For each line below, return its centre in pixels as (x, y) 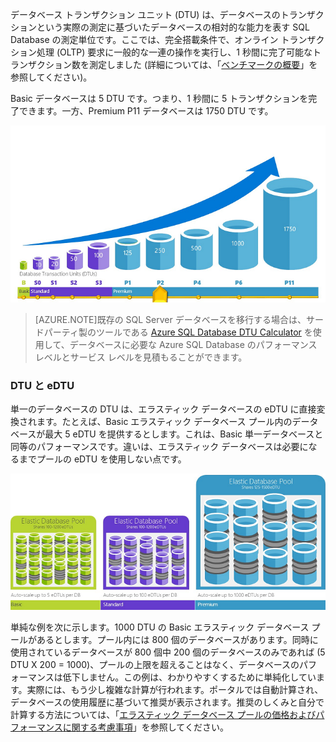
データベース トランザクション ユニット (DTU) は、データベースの (145, 14)
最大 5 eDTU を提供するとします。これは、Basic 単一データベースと (184, 434)
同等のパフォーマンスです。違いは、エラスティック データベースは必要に (159, 447)
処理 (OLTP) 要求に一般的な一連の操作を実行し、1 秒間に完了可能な (174, 52)
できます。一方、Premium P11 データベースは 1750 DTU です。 (146, 111)
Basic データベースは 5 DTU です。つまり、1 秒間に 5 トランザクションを (159, 98)
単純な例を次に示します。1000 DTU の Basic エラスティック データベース (160, 627)
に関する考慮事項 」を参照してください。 (145, 727)
